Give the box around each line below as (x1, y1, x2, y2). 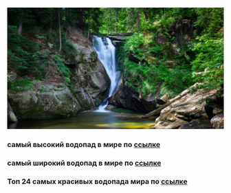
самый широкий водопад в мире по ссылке (7, 158, 162, 168)
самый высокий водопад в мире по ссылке (7, 139, 160, 149)
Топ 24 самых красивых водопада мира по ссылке (7, 177, 188, 186)
